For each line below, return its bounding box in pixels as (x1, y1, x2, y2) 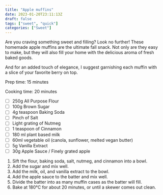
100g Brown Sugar (12, 104, 50, 110)
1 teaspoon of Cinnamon (12, 126, 62, 132)
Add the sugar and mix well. (12, 163, 69, 169)
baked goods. (5, 55, 33, 61)
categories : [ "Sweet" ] (5, 26, 52, 31)
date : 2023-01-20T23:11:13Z (5, 12, 63, 17)
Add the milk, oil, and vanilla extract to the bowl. (12, 168, 109, 174)
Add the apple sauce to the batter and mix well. (12, 173, 108, 180)
